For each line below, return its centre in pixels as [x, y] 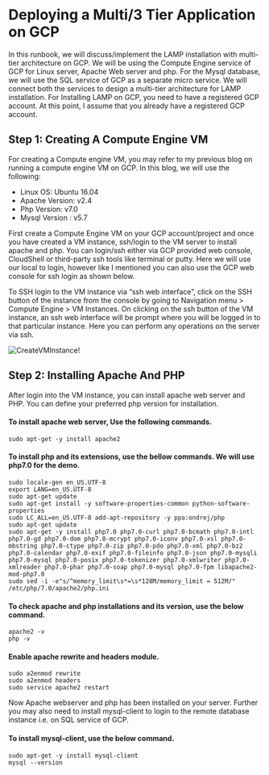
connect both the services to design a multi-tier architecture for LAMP [125, 88]
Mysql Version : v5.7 [54, 217]
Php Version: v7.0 [49, 209]
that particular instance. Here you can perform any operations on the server [134, 326]
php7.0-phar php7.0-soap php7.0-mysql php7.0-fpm [129, 567]
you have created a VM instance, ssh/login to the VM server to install [123, 242]
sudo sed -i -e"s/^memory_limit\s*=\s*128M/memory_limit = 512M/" [122, 581]
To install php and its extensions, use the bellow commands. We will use [132, 456]
